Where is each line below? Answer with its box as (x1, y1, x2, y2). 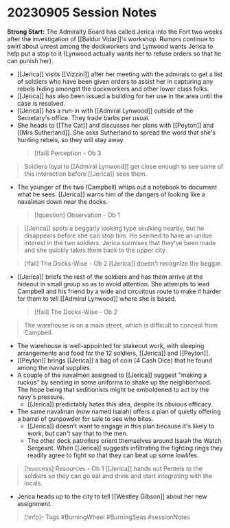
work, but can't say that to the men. (27, 429, 128, 437)
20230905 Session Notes (7, 5, 157, 21)
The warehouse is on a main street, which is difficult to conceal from (23, 321, 218, 329)
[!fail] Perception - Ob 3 (34, 149, 102, 157)
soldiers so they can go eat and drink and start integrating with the (23, 472, 213, 480)
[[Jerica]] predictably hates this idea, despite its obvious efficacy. (27, 400, 213, 408)
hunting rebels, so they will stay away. (16, 135, 125, 144)
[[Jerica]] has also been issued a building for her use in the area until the (16, 91, 223, 100)
